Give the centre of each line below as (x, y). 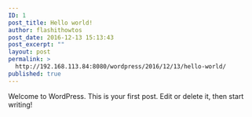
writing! (20, 104)
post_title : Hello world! (50, 23)
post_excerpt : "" (37, 45)
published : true (35, 74)
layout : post (29, 52)
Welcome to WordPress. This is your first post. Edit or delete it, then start (126, 96)
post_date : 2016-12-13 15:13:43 (61, 37)
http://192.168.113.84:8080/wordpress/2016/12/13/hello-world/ (121, 67)
